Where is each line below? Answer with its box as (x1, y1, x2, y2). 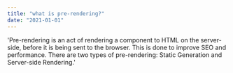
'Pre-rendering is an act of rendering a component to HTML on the (7, 35, 199, 44)
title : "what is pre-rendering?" (7, 10, 105, 17)
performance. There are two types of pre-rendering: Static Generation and (7, 50, 223, 59)
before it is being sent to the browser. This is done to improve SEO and (22, 43, 226, 51)
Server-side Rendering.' (7, 58, 76, 66)
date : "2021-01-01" (7, 17, 64, 24)
